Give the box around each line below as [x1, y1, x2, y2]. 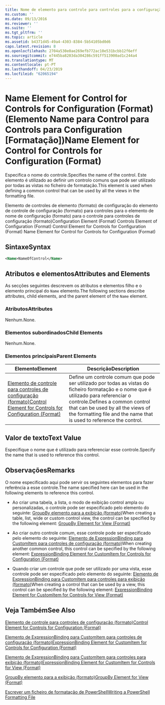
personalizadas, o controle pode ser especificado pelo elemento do [12, 504, 149, 511]
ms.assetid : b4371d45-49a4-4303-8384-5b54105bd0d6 [5, 39, 111, 44]
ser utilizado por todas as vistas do [68, 380, 149, 387]
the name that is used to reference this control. [5, 452, 100, 458]
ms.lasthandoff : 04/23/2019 [5, 67, 63, 72]
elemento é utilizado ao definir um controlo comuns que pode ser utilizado [5, 177, 156, 183]
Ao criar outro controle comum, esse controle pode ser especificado [12, 530, 151, 536]
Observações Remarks [5, 466, 75, 475]
